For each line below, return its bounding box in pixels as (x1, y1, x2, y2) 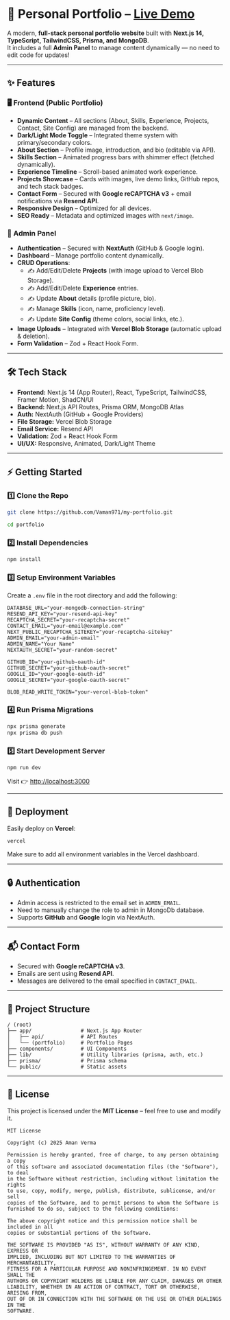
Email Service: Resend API (16, 424, 94, 433)
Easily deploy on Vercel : (7, 824, 76, 832)
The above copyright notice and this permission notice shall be (7, 1217, 197, 1225)
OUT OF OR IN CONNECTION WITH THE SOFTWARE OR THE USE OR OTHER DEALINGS (7, 1295, 222, 1302)
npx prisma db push (7, 729, 63, 736)
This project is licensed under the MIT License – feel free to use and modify (7, 1106, 221, 1115)
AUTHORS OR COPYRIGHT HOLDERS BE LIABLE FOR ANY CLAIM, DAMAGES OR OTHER (7, 1277, 222, 1284)
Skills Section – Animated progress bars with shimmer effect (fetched (16, 152, 214, 161)
